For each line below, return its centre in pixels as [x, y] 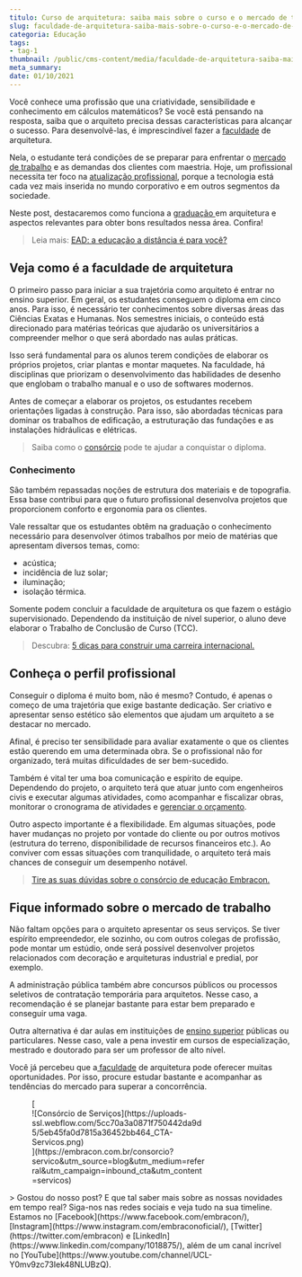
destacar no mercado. [50, 723]
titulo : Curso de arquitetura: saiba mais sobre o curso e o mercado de [148, 18]
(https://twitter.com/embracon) [67, 1236]
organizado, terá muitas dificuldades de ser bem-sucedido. [119, 760]
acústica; [39, 563]
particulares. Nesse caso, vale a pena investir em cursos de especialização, [150, 1041]
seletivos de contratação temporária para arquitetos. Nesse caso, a [134, 995]
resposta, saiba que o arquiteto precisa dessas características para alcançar [151, 120]
